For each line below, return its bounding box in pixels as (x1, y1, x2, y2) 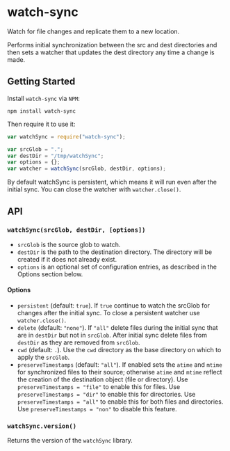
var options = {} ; (7, 159, 60, 166)
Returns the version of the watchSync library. (7, 436, 133, 445)
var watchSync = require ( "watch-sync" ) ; (7, 133, 126, 140)
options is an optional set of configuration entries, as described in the (17, 262, 217, 271)
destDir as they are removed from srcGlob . (17, 338, 140, 347)
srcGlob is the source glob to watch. (17, 240, 121, 248)
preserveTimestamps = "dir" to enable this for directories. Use (17, 390, 196, 399)
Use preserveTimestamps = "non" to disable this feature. (17, 405, 177, 413)
